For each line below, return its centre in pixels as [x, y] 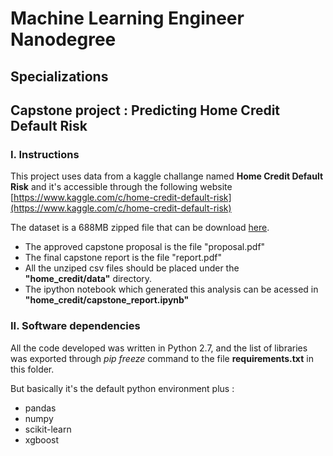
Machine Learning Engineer [127, 18]
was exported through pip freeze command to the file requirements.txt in [162, 358]
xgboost [42, 439]
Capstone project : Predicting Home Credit [145, 110]
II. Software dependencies [75, 326]
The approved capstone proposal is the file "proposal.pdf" [145, 247]
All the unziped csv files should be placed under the [132, 268]
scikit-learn [48, 429]
